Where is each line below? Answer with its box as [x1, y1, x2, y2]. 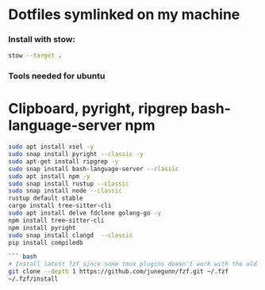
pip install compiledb [8, 238, 83, 246]
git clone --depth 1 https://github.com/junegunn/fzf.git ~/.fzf [8, 268, 229, 276]
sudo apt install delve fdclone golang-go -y [8, 209, 161, 217]
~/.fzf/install [8, 275, 59, 283]
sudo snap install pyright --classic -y [8, 151, 144, 158]
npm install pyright [8, 223, 77, 231]
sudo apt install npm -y [8, 172, 90, 180]
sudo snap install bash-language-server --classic [8, 165, 179, 173]
